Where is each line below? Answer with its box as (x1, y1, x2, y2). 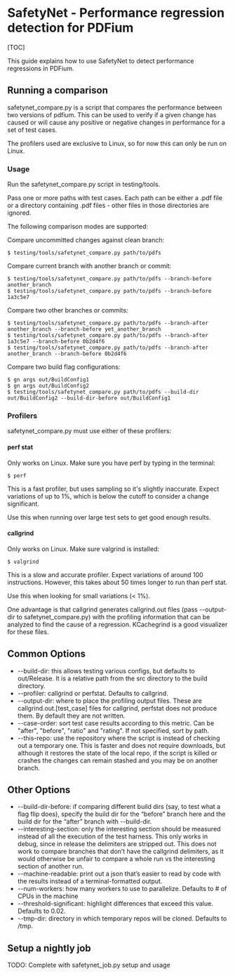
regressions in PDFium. (7, 64, 75, 72)
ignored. (7, 209, 32, 217)
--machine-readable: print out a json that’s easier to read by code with (17, 869, 221, 878)
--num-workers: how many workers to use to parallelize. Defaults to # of (17, 885, 227, 893)
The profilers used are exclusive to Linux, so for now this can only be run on (7, 139, 227, 147)
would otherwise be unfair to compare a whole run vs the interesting (17, 855, 215, 863)
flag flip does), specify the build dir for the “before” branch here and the (17, 810, 226, 819)
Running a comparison (7, 84, 109, 96)
